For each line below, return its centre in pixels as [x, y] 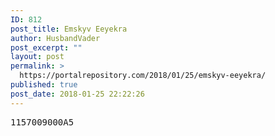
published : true [44, 85]
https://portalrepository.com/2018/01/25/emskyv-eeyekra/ [143, 76]
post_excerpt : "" [46, 47]
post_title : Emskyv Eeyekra [69, 29]
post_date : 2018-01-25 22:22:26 [77, 94]
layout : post [37, 57]
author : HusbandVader [55, 38]
